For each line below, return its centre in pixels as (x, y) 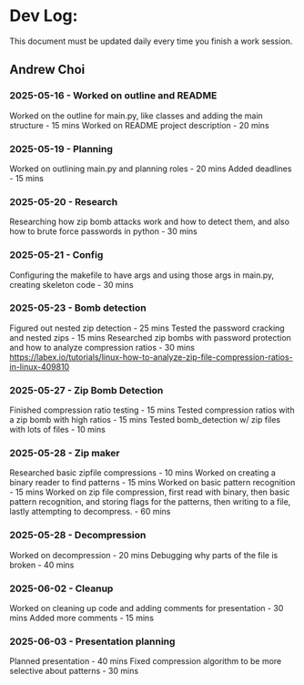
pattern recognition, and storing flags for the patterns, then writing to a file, (150, 502)
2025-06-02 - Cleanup (61, 588)
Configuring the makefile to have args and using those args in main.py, (142, 275)
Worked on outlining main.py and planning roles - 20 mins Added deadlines (151, 169)
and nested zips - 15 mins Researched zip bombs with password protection (150, 337)
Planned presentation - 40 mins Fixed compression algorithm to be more (146, 661)
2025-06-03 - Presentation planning (92, 641)
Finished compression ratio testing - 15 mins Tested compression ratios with (152, 410)
